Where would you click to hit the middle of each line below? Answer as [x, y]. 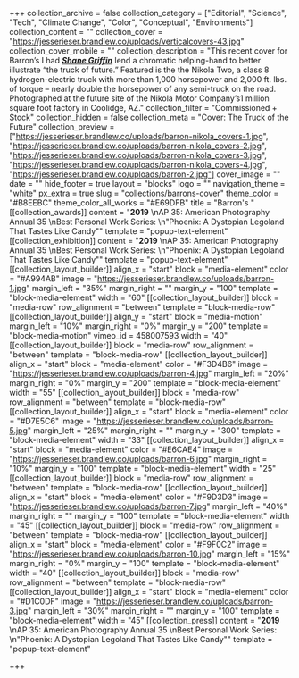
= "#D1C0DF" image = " [53, 601]
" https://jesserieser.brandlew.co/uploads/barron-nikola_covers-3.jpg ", [138, 155]
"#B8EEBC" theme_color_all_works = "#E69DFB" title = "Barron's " [132, 203]
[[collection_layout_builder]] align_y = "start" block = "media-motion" [136, 317]
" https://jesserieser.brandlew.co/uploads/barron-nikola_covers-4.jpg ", [138, 165]
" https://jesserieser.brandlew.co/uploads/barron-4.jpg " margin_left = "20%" [149, 373]
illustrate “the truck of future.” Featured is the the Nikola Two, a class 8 [139, 70]
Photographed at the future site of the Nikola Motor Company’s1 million [139, 98]
